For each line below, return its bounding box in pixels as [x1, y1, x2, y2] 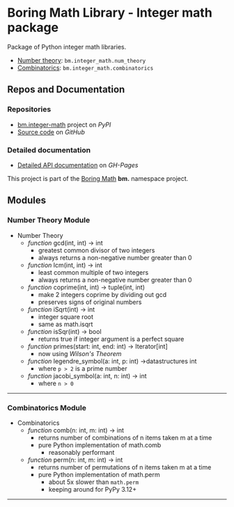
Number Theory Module [7, 216, 91, 225]
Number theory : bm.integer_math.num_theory [17, 56, 146, 64]
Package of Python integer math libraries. [7, 42, 127, 51]
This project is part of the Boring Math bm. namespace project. [7, 174, 189, 182]
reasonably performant [48, 448, 115, 456]
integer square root [38, 312, 94, 321]
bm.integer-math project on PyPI [17, 120, 111, 129]
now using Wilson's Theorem [38, 349, 122, 357]
